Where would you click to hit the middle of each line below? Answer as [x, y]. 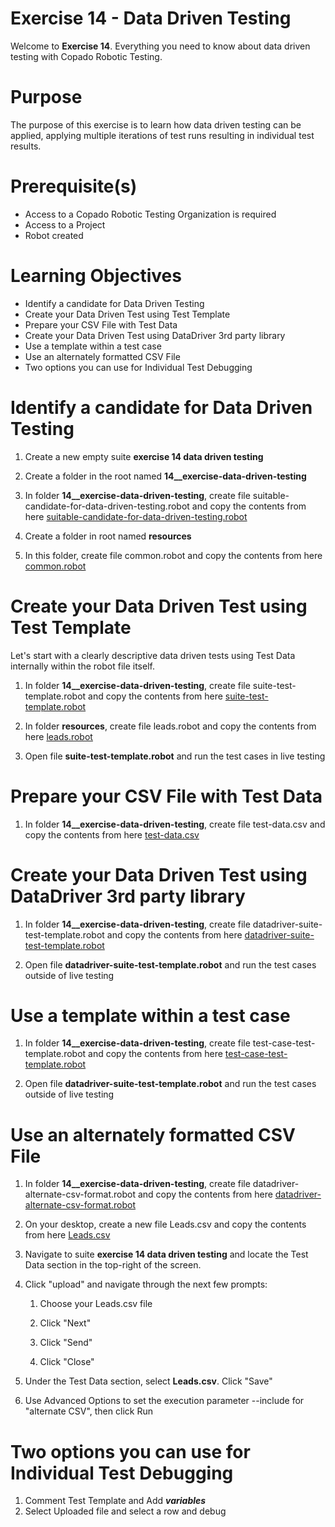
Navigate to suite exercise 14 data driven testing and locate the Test [166, 1254]
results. [26, 146]
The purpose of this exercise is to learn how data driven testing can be [156, 124]
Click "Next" [65, 1323]
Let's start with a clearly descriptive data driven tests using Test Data [153, 655]
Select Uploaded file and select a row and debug [125, 1511]
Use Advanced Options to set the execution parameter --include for [164, 1401]
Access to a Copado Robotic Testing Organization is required [150, 214]
